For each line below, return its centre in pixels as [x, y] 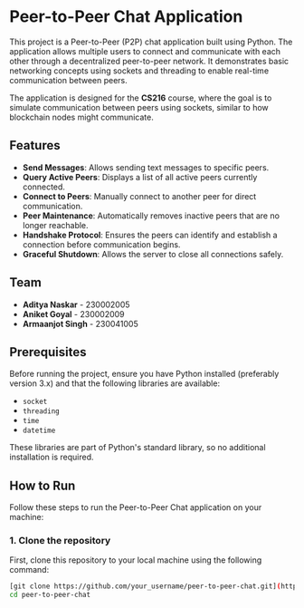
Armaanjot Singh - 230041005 [80, 323]
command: [29, 570]
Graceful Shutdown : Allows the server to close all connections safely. [153, 254]
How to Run [43, 485]
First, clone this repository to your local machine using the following [136, 560]
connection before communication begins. [101, 244]
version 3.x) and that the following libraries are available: [114, 383]
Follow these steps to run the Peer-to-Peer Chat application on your [136, 507]
